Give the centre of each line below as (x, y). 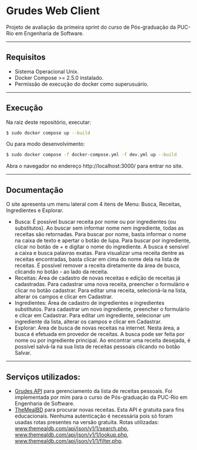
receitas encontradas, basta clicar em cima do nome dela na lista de (97, 259)
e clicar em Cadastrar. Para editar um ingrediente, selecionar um (92, 315)
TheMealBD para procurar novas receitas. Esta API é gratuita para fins (99, 409)
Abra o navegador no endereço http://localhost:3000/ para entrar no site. (95, 166)
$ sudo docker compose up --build (48, 133)
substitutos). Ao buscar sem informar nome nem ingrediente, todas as (99, 228)
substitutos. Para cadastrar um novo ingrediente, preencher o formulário (102, 309)
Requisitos (26, 57)
